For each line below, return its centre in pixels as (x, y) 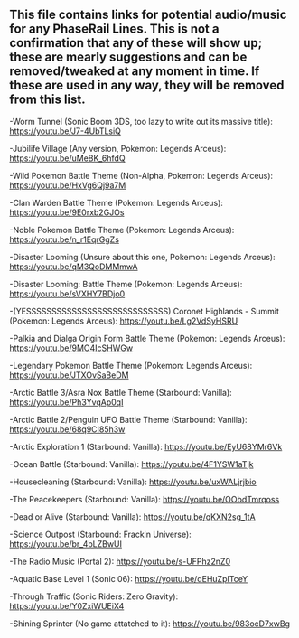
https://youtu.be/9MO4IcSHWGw (71, 348)
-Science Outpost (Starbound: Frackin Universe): (100, 534)
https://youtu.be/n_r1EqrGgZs (65, 239)
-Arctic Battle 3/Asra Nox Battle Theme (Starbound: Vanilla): (121, 392)
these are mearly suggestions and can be (128, 57)
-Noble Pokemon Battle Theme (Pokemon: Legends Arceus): (122, 230)
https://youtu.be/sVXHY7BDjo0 (67, 294)
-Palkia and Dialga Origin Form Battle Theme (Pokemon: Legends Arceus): (147, 338)
